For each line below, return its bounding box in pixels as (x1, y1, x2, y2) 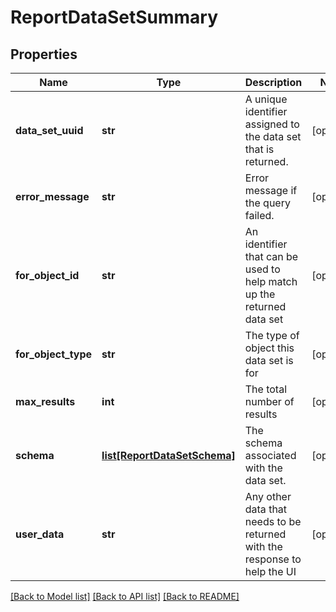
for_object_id (15, 269, 80, 282)
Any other (244, 490, 292, 503)
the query (244, 196, 291, 210)
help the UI (244, 565, 297, 578)
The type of (244, 329, 300, 342)
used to (244, 262, 281, 276)
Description (244, 76, 303, 89)
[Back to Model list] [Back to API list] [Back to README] (10, 591, 240, 602)
